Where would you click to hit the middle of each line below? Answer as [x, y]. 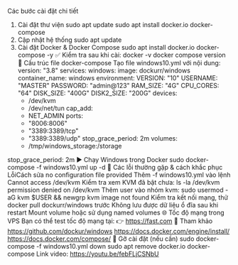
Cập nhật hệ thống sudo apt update [70, 40]
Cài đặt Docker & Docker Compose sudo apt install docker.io [106, 47]
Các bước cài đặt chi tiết [43, 11]
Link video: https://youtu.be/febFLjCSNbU [98, 254]
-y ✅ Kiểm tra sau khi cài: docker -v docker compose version [136, 55]
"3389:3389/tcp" [53, 131]
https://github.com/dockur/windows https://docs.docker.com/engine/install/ [119, 231]
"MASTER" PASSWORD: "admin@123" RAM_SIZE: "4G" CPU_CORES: [118, 86]
